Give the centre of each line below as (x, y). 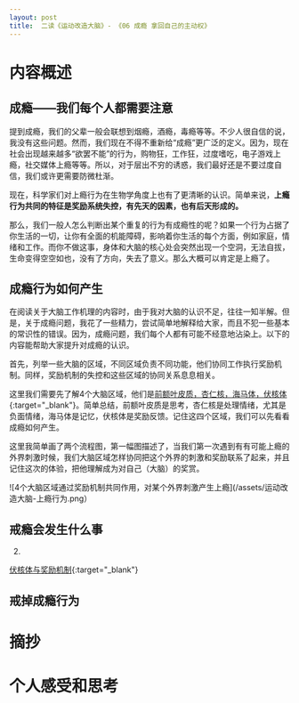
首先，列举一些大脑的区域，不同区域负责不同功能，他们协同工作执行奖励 (141, 364)
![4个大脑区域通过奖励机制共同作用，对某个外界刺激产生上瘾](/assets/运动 (145, 488)
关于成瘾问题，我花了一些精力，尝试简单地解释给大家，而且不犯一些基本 (157, 323)
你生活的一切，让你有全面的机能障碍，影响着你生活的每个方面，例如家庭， (145, 236)
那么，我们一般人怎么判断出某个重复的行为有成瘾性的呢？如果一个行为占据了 (149, 224)
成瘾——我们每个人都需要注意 (91, 108)
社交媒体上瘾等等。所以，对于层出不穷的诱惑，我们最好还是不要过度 (149, 165)
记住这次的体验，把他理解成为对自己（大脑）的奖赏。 (107, 469)
